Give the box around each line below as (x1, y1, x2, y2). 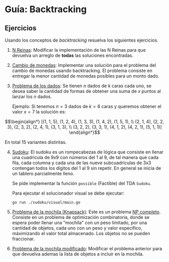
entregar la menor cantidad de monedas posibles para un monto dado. (12, 73, 160, 79)
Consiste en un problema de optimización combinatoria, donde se (12, 214, 150, 220)
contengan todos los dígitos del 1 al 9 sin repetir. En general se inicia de (12, 165, 161, 171)
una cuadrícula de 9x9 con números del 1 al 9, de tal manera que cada (12, 155, 159, 160)
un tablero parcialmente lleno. (12, 171, 74, 176)
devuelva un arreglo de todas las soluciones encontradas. (12, 52, 134, 58)
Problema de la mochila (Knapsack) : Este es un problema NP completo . (12, 209, 161, 215)
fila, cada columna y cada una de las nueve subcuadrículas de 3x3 (12, 160, 151, 166)
